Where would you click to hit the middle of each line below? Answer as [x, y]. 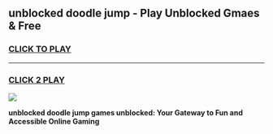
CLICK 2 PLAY [37, 80]
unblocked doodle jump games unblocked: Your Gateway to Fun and [126, 112]
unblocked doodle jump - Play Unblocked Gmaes [134, 13]
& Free [25, 26]
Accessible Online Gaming [54, 121]
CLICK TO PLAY [40, 50]
